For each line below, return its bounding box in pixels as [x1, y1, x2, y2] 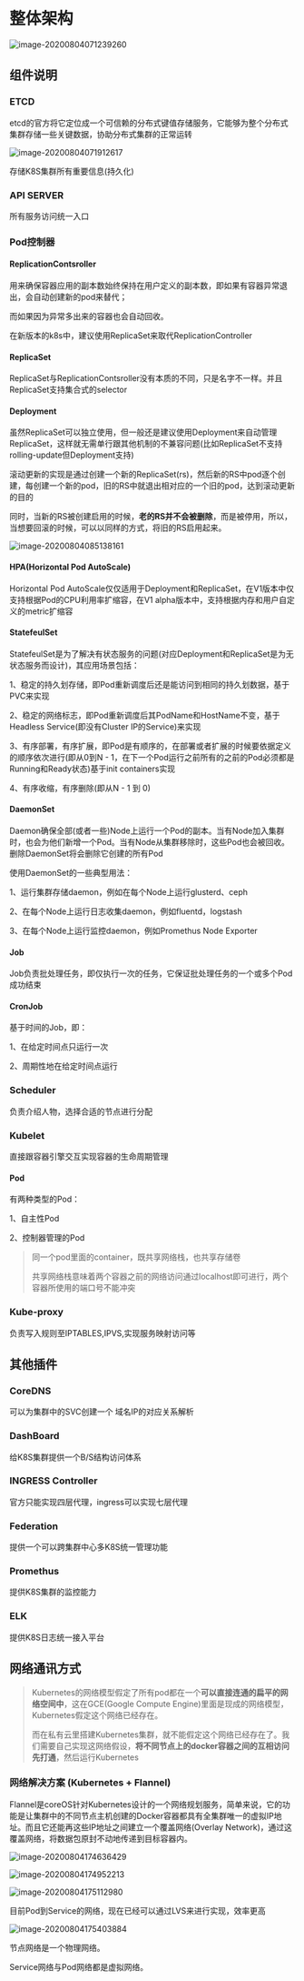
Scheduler [9, 1084, 56, 1097]
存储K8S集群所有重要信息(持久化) [9, 166, 134, 176]
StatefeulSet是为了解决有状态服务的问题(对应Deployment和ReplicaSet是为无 [9, 648, 295, 659]
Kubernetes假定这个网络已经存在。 [31, 1709, 163, 1720]
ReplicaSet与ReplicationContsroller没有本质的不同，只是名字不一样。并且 [9, 373, 283, 384]
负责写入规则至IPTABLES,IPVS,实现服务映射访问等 [9, 1327, 197, 1338]
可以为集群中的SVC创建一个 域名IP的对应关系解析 [9, 1406, 195, 1417]
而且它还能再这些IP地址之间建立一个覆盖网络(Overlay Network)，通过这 [25, 1821, 292, 1833]
